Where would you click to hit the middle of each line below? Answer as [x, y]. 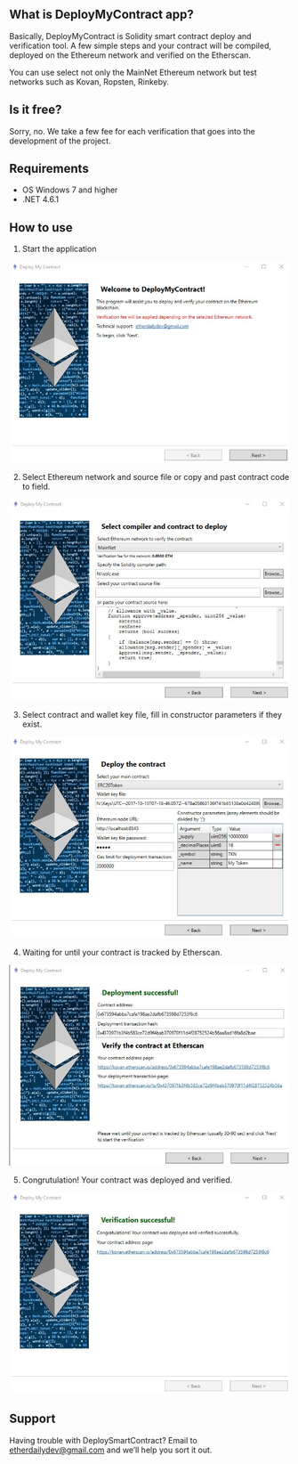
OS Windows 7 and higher [70, 190]
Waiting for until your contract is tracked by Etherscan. [122, 952]
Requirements [49, 169]
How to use [41, 228]
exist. [32, 724]
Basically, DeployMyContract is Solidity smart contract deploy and [130, 36]
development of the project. [60, 141]
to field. [36, 487]
